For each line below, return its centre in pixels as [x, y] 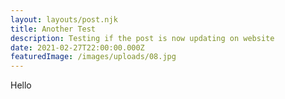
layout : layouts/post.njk [64, 19]
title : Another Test [53, 29]
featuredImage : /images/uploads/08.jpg [93, 57]
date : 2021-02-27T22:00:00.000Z [77, 47]
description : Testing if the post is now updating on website [142, 38]
